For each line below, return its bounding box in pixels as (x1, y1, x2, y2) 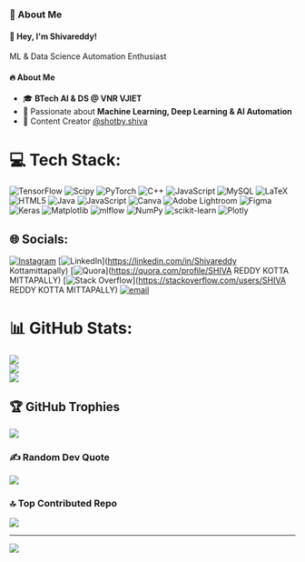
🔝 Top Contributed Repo (9, 497, 118, 510)
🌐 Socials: (9, 231, 69, 246)
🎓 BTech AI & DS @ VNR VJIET (22, 93, 143, 104)
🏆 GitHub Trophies (9, 399, 121, 415)
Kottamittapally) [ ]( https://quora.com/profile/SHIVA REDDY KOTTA (9, 266, 289, 276)
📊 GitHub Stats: (9, 318, 133, 339)
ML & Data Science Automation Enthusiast (9, 51, 167, 62)
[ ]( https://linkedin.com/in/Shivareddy (57, 256, 238, 266)
